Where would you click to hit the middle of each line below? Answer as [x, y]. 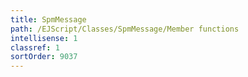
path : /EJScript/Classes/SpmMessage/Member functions [125, 29]
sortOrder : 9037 [44, 57]
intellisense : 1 [44, 38]
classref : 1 [35, 47]
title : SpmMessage [48, 19]
